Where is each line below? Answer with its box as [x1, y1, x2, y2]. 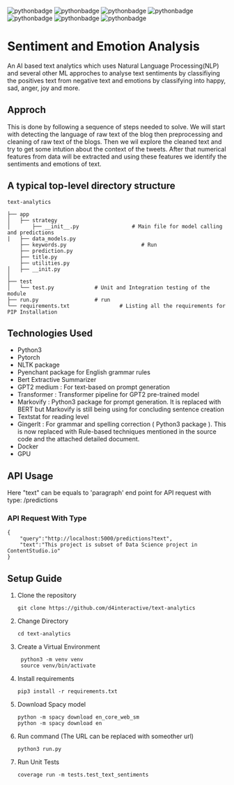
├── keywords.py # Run [19, 241, 157, 248]
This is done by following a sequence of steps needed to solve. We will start [7, 122, 226, 131]
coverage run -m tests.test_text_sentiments [17, 772, 149, 779]
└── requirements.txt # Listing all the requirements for [7, 302, 226, 309]
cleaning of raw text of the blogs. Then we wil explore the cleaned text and [7, 137, 222, 146]
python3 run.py [17, 746, 62, 753]
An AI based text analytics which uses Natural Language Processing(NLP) [7, 61, 219, 70]
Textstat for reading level [17, 413, 89, 421]
